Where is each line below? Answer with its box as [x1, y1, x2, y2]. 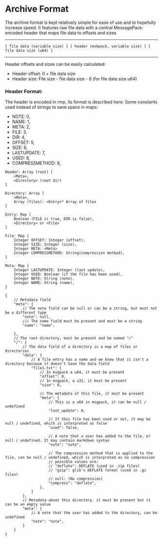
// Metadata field [14, 298, 51, 302]
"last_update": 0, [48, 408, 86, 413]
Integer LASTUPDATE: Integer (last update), [14, 268, 105, 273]
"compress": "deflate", [48, 481, 97, 485]
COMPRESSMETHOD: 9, [12, 160, 61, 166]
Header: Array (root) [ [5, 169, 53, 175]
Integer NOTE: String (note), [14, 276, 75, 281]
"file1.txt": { [31, 366, 62, 371]
